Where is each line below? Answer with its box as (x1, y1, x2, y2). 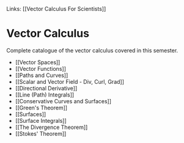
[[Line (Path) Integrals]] (15, 91, 75, 98)
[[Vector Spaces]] (15, 58, 61, 66)
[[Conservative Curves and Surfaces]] (15, 97, 112, 105)
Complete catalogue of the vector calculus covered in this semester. (6, 46, 178, 54)
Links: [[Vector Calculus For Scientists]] (6, 5, 106, 12)
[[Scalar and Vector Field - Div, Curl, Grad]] (15, 78, 124, 85)
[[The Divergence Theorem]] (15, 123, 88, 131)
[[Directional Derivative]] (15, 84, 78, 92)
